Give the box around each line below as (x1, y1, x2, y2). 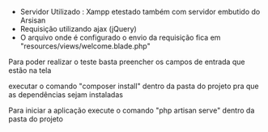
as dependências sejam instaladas (8, 90, 124, 100)
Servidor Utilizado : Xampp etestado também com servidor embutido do (19, 7, 261, 16)
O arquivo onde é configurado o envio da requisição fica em (19, 32, 221, 42)
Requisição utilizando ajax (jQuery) (19, 24, 138, 33)
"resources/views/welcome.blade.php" (19, 41, 151, 51)
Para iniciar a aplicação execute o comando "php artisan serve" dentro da (8, 105, 255, 115)
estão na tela (8, 66, 52, 75)
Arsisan (19, 15, 46, 25)
